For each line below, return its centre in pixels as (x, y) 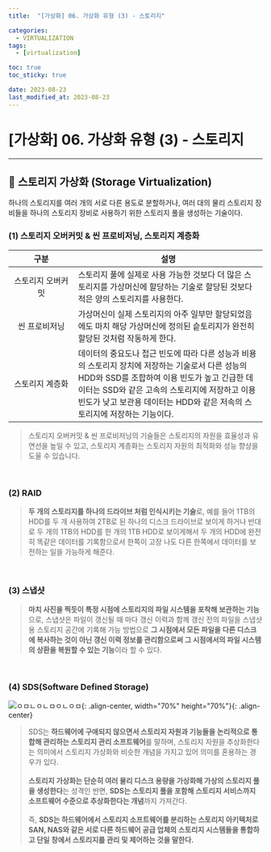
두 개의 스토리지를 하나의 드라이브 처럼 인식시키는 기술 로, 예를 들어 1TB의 (142, 511)
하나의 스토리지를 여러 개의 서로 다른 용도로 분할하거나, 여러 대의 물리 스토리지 (131, 203)
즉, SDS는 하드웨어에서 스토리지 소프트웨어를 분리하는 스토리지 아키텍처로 (143, 819)
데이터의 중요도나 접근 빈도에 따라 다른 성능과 (159, 353)
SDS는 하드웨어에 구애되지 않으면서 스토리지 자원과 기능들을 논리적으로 (139, 732)
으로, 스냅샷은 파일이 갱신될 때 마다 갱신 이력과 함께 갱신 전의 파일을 (134, 620)
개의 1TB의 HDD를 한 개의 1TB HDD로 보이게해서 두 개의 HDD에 (146, 531)
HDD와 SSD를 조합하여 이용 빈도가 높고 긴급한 (161, 377)
